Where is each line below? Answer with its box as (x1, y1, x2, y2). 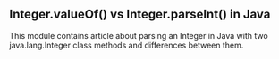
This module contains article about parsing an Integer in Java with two (9, 30, 268, 41)
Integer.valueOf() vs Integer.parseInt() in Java (9, 7, 271, 22)
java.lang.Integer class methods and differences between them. (9, 40, 244, 50)
